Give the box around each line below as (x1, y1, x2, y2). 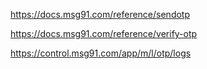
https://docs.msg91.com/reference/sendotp (10, 9, 191, 20)
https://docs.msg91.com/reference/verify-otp (10, 28, 198, 39)
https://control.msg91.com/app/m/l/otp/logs (10, 47, 192, 59)
